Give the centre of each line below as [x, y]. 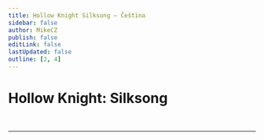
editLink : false [35, 45]
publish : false [33, 37]
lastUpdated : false [40, 52]
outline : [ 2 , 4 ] [35, 60]
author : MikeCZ [33, 30]
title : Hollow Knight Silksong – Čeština [77, 15]
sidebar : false [33, 23]
